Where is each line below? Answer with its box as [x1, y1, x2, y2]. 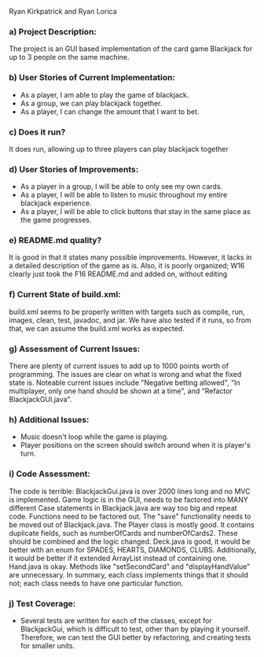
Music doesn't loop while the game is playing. [20, 432, 169, 441]
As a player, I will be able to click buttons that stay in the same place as [20, 207, 251, 216]
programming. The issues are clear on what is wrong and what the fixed [9, 370, 242, 379]
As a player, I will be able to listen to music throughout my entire [20, 190, 228, 200]
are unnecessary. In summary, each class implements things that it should [9, 570, 248, 579]
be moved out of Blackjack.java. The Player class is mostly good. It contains [9, 519, 255, 530]
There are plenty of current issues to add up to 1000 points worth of [9, 361, 229, 371]
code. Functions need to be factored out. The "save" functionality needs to [9, 511, 251, 521]
